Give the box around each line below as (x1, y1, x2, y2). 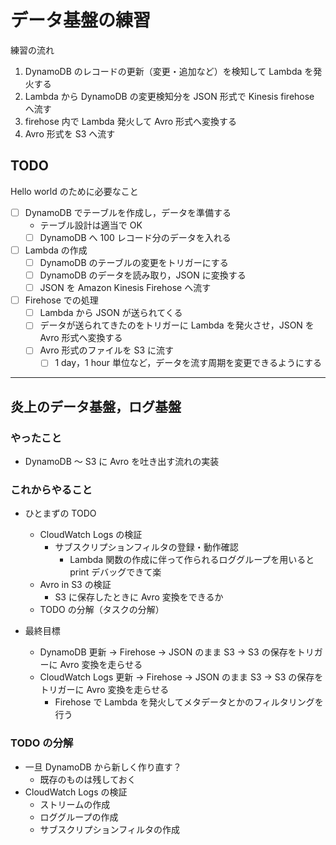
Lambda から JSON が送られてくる (39, 307, 183, 319)
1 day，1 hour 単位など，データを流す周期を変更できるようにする (54, 357, 323, 369)
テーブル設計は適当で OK (39, 219, 143, 231)
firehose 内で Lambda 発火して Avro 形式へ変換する (24, 115, 238, 127)
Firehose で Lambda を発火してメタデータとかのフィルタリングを (54, 696, 324, 708)
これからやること (10, 483, 93, 497)
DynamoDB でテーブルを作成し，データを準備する (24, 206, 232, 218)
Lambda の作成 (24, 244, 88, 256)
